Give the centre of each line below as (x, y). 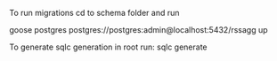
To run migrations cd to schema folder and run (94, 13)
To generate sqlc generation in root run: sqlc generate (108, 47)
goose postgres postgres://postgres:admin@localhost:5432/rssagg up (139, 30)
